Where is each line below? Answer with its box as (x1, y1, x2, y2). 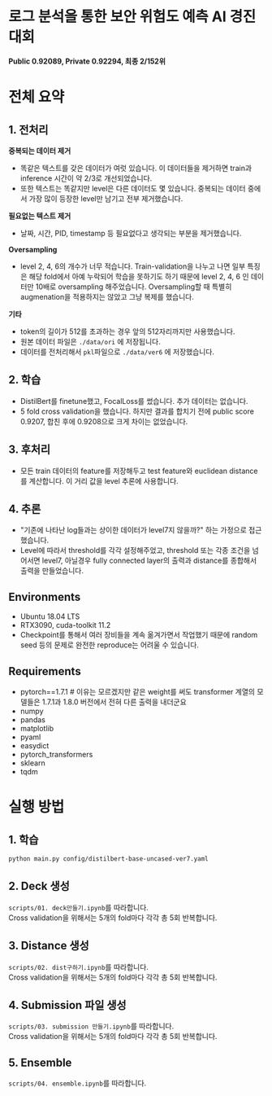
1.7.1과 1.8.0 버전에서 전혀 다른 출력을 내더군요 (41, 697, 187, 707)
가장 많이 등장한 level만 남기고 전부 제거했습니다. (28, 193, 183, 204)
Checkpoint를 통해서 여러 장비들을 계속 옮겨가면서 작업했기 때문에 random (19, 630, 258, 640)
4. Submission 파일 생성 (8, 998, 127, 1012)
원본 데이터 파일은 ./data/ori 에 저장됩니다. (19, 336, 161, 346)
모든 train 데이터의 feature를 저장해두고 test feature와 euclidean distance (19, 466, 258, 476)
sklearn (19, 758, 46, 768)
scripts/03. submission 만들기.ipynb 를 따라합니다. (8, 1021, 175, 1031)
